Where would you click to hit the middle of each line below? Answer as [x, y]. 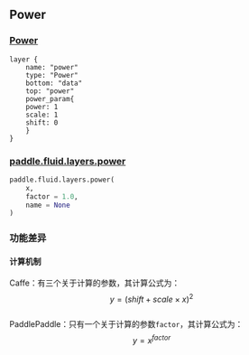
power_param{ [50, 98]
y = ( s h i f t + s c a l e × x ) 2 [152, 299]
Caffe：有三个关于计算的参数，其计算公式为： [95, 283]
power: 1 [42, 107]
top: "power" [50, 91]
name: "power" [52, 67]
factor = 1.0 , [52, 196]
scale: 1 [42, 115]
